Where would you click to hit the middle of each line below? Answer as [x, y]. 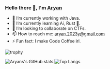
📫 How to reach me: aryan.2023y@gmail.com [58, 34]
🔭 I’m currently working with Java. [46, 18]
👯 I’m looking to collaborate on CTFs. [49, 28]
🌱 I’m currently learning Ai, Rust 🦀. [46, 23]
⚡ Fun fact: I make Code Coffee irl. [46, 41]
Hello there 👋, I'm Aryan [33, 8]
